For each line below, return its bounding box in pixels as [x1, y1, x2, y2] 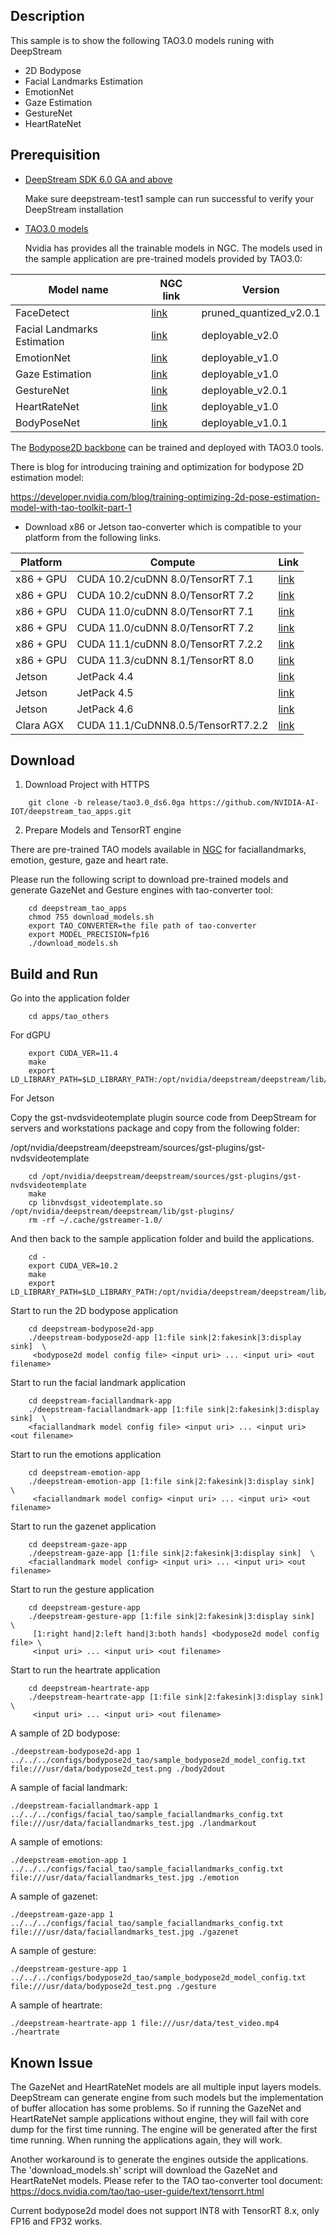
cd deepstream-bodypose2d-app [28, 1324, 155, 1334]
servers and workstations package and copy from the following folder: [10, 1122, 300, 1134]
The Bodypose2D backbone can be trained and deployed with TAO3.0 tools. [10, 441, 325, 453]
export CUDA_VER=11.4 [28, 1049, 118, 1059]
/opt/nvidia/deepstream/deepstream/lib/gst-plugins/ [10, 1207, 235, 1217]
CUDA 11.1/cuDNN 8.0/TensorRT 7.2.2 [76, 637, 263, 651]
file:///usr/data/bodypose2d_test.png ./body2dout [10, 1764, 226, 1774]
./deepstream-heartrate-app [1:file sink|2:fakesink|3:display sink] [28, 1692, 325, 1703]
